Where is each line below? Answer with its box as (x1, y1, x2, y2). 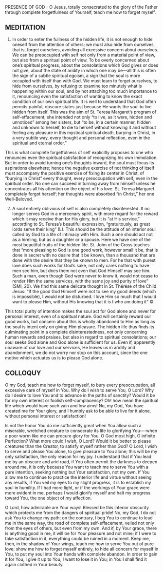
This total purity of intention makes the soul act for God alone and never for (5, 308, 156, 314)
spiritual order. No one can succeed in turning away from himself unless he (5, 180, 156, 186)
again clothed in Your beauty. (5, 561, 64, 567)
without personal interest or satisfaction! (5, 413, 86, 419)
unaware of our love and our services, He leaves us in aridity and (5, 344, 135, 350)
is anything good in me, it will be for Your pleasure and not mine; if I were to (5, 530, 157, 536)
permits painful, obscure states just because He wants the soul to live (12, 103, 152, 109)
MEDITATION (5, 23, 45, 32)
